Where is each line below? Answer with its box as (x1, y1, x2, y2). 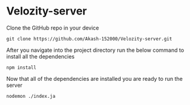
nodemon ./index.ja (6, 93, 56, 99)
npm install (6, 65, 36, 71)
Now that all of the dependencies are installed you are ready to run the (6, 75, 183, 82)
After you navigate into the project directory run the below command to (6, 46, 185, 54)
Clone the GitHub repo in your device (6, 24, 100, 31)
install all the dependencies (6, 52, 75, 60)
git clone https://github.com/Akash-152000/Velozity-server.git (6, 36, 172, 42)
